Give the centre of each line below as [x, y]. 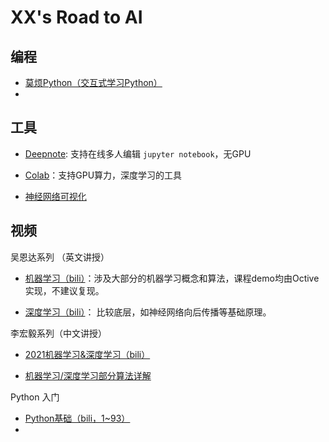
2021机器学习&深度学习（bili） [87, 354]
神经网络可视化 [55, 196]
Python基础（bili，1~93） [77, 418]
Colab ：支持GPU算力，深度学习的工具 [103, 175]
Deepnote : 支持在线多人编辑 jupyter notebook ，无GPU [138, 153]
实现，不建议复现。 [64, 290]
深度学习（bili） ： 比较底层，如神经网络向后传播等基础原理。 [148, 312]
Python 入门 [35, 397]
